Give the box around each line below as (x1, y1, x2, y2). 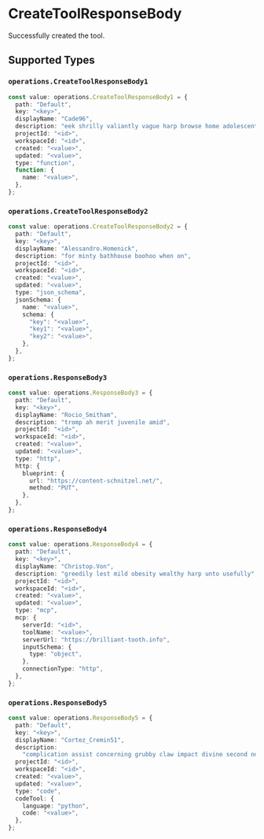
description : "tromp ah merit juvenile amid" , (15, 418, 170, 426)
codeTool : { (15, 794, 55, 803)
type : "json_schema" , (15, 289, 86, 297)
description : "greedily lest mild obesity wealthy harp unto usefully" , (15, 570, 258, 578)
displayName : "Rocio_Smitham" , (15, 411, 118, 419)
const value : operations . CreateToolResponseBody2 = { (8, 223, 189, 231)
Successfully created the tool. (8, 31, 105, 40)
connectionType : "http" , (22, 665, 104, 673)
